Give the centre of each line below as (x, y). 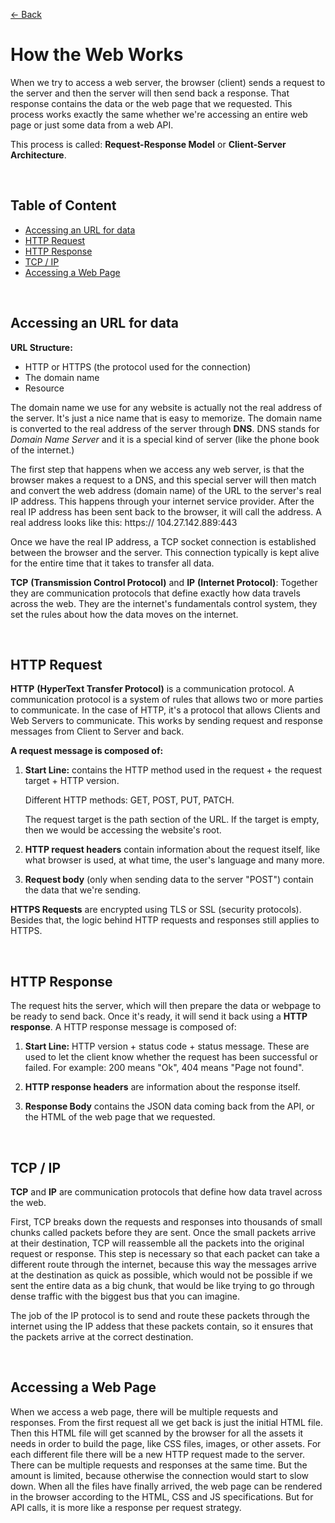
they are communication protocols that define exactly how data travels (155, 593)
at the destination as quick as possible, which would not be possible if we (161, 1275)
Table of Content (63, 205)
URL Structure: (41, 347)
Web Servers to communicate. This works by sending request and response (166, 721)
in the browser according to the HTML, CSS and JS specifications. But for (162, 1496)
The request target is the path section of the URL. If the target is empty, (172, 820)
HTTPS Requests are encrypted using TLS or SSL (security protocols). (156, 910)
